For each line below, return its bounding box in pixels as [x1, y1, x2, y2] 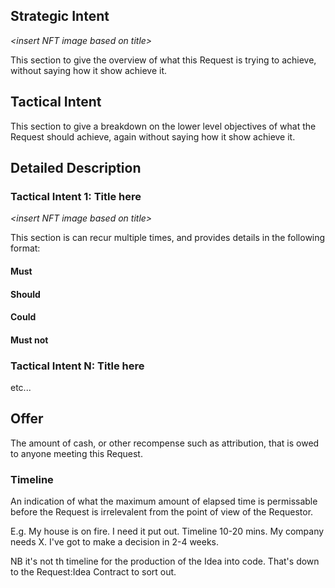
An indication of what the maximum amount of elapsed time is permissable [10, 495, 318, 508]
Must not [10, 334, 49, 346]
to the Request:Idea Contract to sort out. [10, 566, 177, 578]
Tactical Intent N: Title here [10, 359, 145, 373]
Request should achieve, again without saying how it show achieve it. [10, 130, 296, 143]
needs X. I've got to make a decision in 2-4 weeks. [10, 536, 220, 548]
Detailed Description [10, 160, 142, 177]
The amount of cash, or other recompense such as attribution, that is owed [10, 437, 320, 449]
